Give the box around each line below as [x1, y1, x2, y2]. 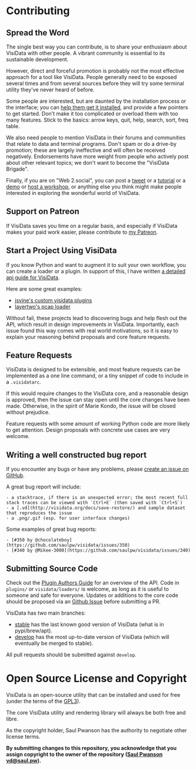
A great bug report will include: [6, 483, 81, 491]
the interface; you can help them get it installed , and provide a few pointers [6, 104, 188, 110]
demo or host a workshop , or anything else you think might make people [6, 183, 182, 190]
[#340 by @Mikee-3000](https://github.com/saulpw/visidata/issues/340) [11, 547, 191, 553]
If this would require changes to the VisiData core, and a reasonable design [6, 390, 188, 397]
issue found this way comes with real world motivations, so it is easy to [6, 327, 178, 334]
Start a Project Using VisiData [6, 246, 117, 256]
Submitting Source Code [6, 563, 98, 573]
